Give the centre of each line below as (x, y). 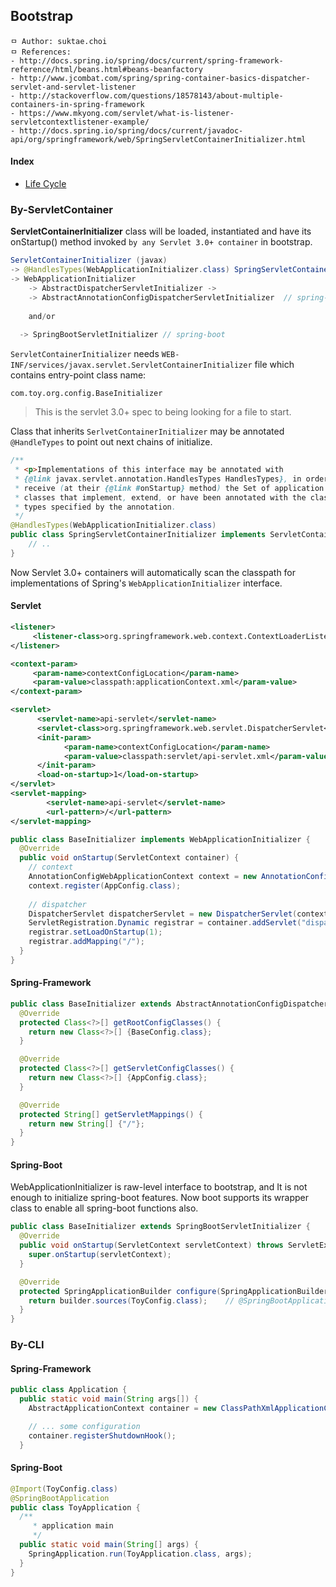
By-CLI (27, 1345)
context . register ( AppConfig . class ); (105, 885)
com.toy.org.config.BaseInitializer (86, 394)
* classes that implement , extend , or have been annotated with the (160, 497)
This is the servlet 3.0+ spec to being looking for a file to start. (163, 412)
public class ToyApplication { (75, 1507)
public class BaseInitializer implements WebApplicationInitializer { (160, 839)
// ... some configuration (84, 1426)
